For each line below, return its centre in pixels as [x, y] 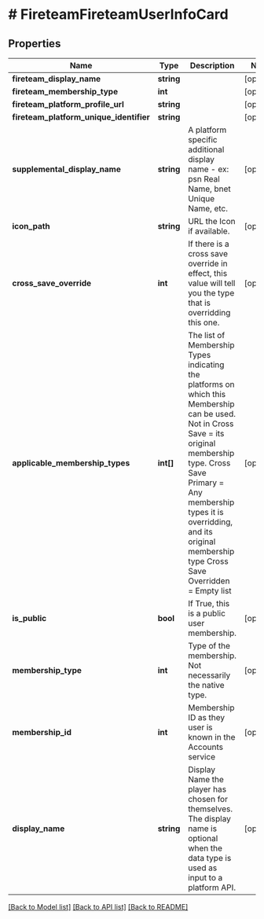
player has [207, 789]
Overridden [209, 581]
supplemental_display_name [67, 169]
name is [203, 829]
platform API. [212, 888]
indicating [206, 365]
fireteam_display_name [57, 79]
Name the [206, 779]
